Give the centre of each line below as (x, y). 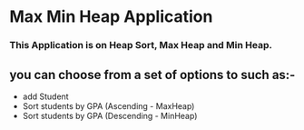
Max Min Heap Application (111, 17)
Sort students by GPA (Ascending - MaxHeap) (108, 105)
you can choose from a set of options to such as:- (152, 75)
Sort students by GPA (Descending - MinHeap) (110, 115)
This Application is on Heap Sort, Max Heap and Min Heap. (141, 45)
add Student (46, 96)
